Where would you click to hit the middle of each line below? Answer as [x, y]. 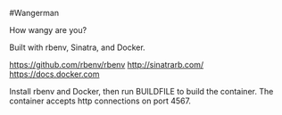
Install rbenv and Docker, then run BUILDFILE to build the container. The [141, 91]
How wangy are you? [48, 30]
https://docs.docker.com [54, 74]
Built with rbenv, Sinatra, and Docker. [77, 47]
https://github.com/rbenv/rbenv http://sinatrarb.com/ [107, 65]
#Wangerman [34, 13]
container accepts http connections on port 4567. [100, 101]
